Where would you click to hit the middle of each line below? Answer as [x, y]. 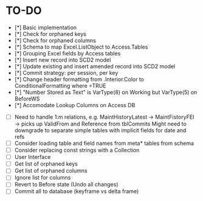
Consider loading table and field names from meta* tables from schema [104, 143]
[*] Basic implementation [46, 27]
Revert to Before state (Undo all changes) [67, 185]
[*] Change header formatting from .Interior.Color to [79, 79]
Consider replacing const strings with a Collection [77, 150]
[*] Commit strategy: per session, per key [66, 72]
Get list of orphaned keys [46, 164]
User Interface [33, 157]
